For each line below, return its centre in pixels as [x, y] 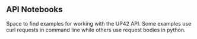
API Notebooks [34, 10]
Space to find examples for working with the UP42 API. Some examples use [99, 23]
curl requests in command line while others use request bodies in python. [96, 30]
